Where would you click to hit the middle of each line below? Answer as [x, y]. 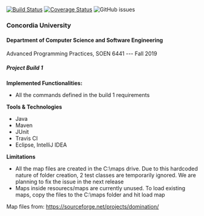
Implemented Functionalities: [44, 83]
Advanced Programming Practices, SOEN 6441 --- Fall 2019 [82, 54]
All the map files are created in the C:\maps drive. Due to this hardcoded [106, 169]
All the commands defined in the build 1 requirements [82, 95]
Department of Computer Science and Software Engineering [85, 40]
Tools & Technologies [34, 107]
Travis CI [26, 139]
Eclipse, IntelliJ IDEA [41, 145]
